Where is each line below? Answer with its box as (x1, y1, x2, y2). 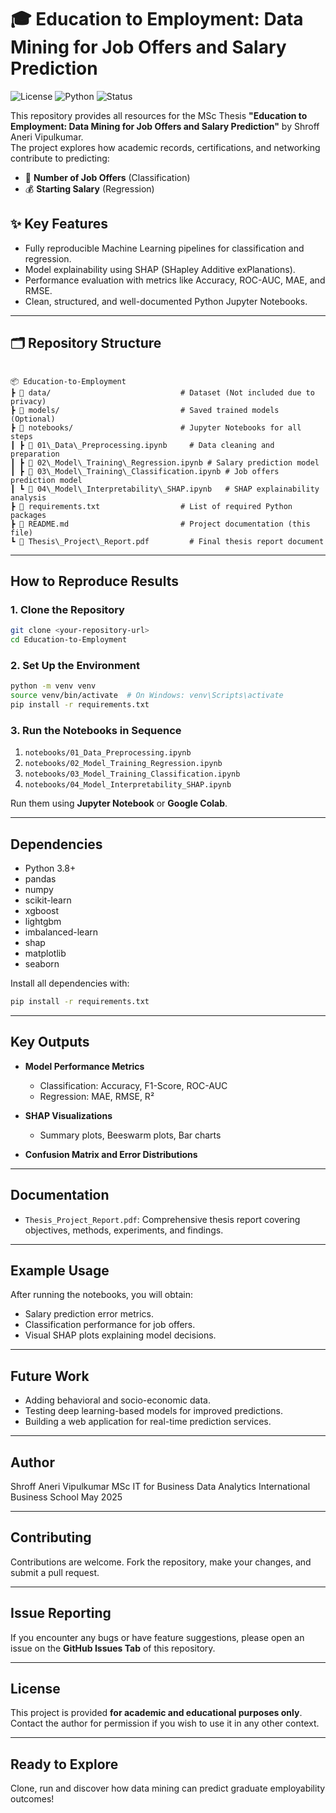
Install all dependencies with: (10, 977, 130, 990)
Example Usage (10, 1262, 110, 1279)
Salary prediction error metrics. (24, 1308, 155, 1320)
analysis (10, 492, 47, 503)
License (10, 1680, 61, 1697)
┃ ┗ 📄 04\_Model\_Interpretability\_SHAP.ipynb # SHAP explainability (10, 484, 320, 494)
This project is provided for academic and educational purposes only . (10, 1707, 303, 1719)
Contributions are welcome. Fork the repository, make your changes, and (10, 1556, 312, 1568)
